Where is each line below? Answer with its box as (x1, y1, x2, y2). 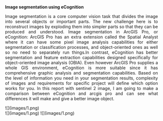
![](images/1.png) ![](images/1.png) (5, 110, 75, 116)
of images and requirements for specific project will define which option (5, 80, 158, 86)
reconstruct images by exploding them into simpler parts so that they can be (5, 24, 158, 30)
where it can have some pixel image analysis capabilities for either (5, 39, 158, 45)
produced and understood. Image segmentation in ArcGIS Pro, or (5, 29, 158, 34)
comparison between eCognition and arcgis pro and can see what (5, 91, 158, 96)
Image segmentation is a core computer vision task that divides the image (5, 14, 158, 19)
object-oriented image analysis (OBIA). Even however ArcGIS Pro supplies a (5, 60, 158, 65)
